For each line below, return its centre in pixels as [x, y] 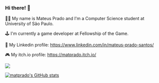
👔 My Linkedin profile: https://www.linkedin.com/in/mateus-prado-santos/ [79, 45]
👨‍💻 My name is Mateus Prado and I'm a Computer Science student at [75, 19]
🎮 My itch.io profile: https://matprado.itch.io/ [51, 55]
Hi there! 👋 [18, 8]
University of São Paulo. [29, 24]
